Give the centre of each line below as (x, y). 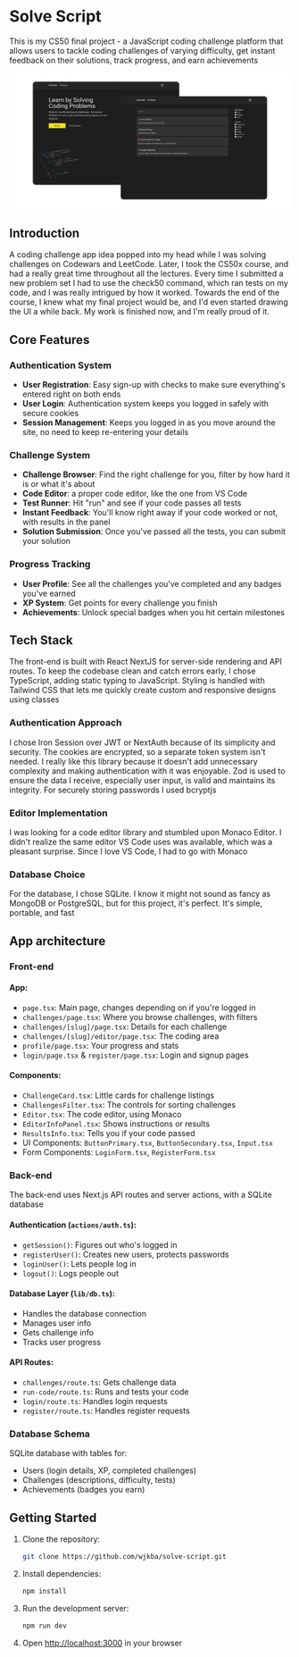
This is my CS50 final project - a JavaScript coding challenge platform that (146, 41)
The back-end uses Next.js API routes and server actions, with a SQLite (141, 1195)
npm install (44, 1591)
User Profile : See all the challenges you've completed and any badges (152, 583)
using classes (34, 699)
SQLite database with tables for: (68, 1453)
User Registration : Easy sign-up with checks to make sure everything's (154, 385)
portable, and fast (42, 913)
